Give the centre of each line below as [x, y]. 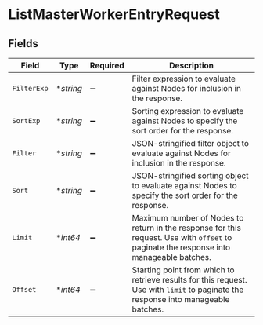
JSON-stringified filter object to [190, 143]
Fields [23, 44]
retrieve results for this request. [189, 280]
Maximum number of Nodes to [188, 218]
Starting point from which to [183, 270]
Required [107, 66]
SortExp [26, 121]
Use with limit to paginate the [188, 290]
